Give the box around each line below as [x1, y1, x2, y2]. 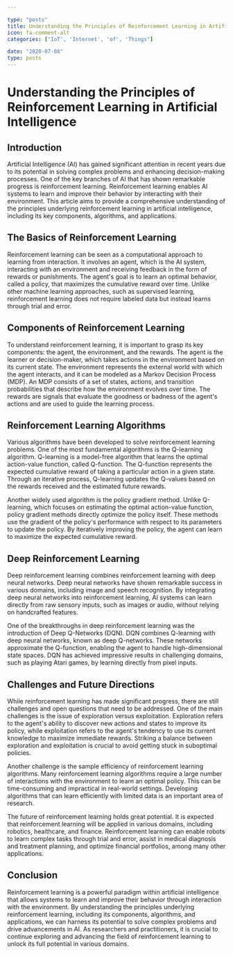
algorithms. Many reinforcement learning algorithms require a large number [7, 770, 223, 778]
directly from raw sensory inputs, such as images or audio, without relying [7, 601, 219, 609]
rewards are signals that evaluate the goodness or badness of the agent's [7, 392, 218, 400]
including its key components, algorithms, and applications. [7, 212, 177, 219]
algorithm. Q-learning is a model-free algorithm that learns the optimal [7, 453, 208, 461]
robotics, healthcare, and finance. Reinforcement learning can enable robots [7, 827, 225, 836]
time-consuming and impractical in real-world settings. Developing [7, 784, 198, 792]
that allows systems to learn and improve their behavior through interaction [7, 895, 222, 904]
